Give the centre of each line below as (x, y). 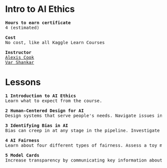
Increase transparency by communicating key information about (84, 160)
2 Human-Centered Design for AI (44, 111)
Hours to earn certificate (38, 23)
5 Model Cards (22, 155)
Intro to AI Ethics (40, 9)
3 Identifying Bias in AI (37, 125)
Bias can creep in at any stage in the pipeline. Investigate (83, 130)
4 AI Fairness (22, 140)
